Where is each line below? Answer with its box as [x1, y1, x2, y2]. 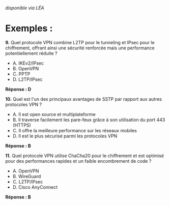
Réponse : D [5, 86, 32, 92]
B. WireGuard [12, 173, 41, 179]
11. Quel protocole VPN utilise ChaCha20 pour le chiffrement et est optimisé [5, 153, 164, 159]
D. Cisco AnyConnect [12, 184, 58, 190]
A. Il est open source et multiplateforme [12, 111, 96, 117]
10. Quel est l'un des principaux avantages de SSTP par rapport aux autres [5, 96, 162, 102]
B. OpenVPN [12, 65, 39, 71]
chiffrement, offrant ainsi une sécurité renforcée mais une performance [5, 45, 155, 51]
